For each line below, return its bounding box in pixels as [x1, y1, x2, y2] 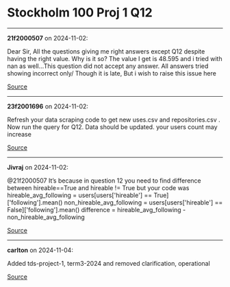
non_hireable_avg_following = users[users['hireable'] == [64, 198, 223, 207]
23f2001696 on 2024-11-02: [7, 102, 89, 111]
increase [7, 130, 32, 138]
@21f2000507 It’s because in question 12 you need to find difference [7, 176, 201, 185]
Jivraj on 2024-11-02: [7, 163, 68, 171]
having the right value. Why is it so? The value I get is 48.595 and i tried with [7, 54, 222, 62]
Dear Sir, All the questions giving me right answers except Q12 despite [7, 47, 205, 56]
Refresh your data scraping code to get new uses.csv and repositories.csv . [7, 115, 220, 124]
